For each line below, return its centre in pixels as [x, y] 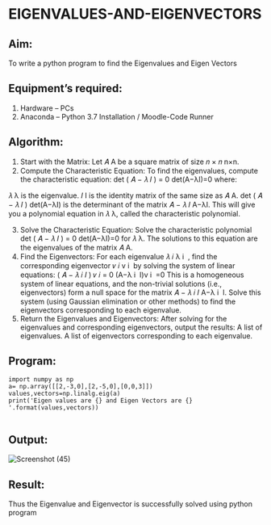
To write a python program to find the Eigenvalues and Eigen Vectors [123, 63]
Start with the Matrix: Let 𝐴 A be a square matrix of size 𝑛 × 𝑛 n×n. [129, 162]
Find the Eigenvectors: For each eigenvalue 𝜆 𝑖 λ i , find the [119, 256]
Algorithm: [36, 142]
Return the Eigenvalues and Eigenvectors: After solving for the [123, 318]
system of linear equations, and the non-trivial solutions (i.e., [121, 283]
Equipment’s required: [65, 88]
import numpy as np [41, 380]
